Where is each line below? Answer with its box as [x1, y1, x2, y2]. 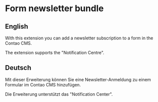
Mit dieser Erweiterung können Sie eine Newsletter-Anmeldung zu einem [5, 76, 151, 83]
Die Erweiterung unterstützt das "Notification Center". [5, 91, 113, 97]
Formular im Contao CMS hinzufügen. [5, 82, 81, 87]
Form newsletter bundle [5, 3, 104, 14]
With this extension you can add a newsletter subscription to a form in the [5, 35, 154, 41]
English [5, 22, 28, 31]
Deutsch [5, 64, 32, 72]
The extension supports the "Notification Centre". [5, 50, 105, 55]
